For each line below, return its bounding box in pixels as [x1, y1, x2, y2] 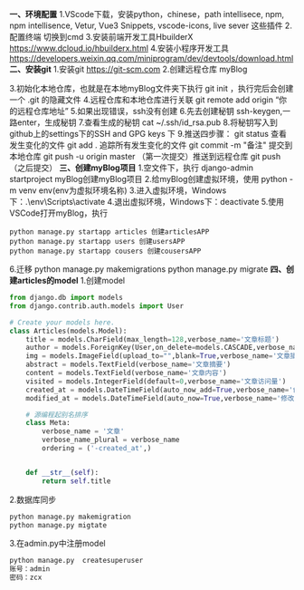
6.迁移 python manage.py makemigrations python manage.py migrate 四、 [9, 264, 287, 275]
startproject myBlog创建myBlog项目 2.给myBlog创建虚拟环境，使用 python [9, 174, 288, 184]
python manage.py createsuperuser [9, 556, 144, 566]
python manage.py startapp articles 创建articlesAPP [9, 227, 210, 237]
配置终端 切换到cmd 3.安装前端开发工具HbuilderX [9, 32, 194, 42]
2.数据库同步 [9, 494, 57, 505]
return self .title [42, 476, 111, 486]
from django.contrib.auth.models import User [9, 301, 184, 311]
